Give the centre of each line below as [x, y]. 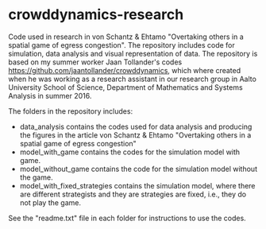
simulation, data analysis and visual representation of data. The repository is [133, 53]
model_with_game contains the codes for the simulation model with [130, 152]
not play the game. [50, 202]
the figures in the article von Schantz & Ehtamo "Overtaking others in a [135, 135]
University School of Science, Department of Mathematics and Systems [126, 87]
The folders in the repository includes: [71, 111]
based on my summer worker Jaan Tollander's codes [95, 62]
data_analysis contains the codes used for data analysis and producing [136, 126]
